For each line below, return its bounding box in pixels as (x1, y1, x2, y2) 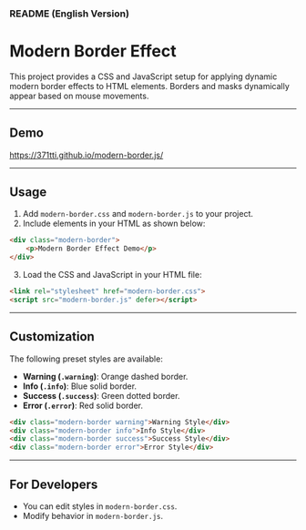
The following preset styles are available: (9, 353, 164, 364)
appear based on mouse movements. (9, 90, 149, 101)
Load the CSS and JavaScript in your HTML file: (22, 270, 202, 280)
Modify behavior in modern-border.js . (22, 510, 164, 521)
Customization (9, 329, 96, 344)
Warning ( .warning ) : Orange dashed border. (22, 371, 189, 382)
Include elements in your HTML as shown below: (22, 218, 206, 229)
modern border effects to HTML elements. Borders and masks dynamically (9, 80, 290, 91)
